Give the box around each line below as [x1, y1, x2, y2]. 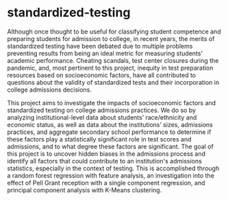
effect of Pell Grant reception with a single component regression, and [7, 178, 205, 187]
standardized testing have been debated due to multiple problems [7, 42, 193, 50]
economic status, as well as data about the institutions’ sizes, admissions [7, 120, 214, 129]
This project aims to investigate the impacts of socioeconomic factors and [7, 98, 216, 107]
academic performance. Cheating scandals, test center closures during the [7, 56, 219, 64]
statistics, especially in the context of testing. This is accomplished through [7, 164, 220, 172]
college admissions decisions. [7, 85, 92, 94]
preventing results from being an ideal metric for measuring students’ [7, 49, 203, 57]
